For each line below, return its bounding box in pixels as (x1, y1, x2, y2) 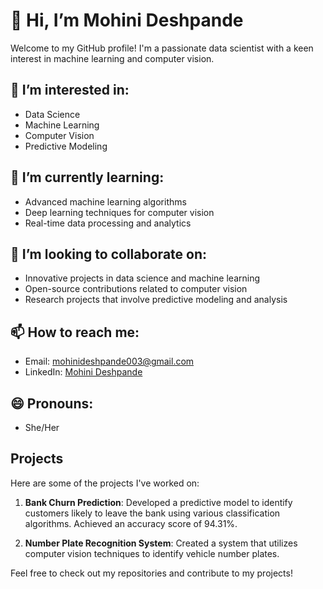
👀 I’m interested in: (10, 82, 130, 99)
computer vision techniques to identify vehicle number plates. (24, 547, 280, 559)
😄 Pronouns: (10, 395, 94, 412)
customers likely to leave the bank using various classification (24, 507, 281, 519)
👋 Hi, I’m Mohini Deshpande (10, 9, 244, 32)
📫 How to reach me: (10, 324, 140, 341)
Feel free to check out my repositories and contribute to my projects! (10, 567, 293, 579)
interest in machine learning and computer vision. (10, 52, 215, 64)
